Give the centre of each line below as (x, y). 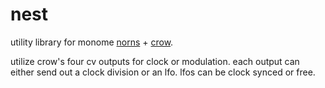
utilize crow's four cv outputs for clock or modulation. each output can (155, 61)
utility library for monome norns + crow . (92, 42)
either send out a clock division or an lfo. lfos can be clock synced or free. (163, 72)
